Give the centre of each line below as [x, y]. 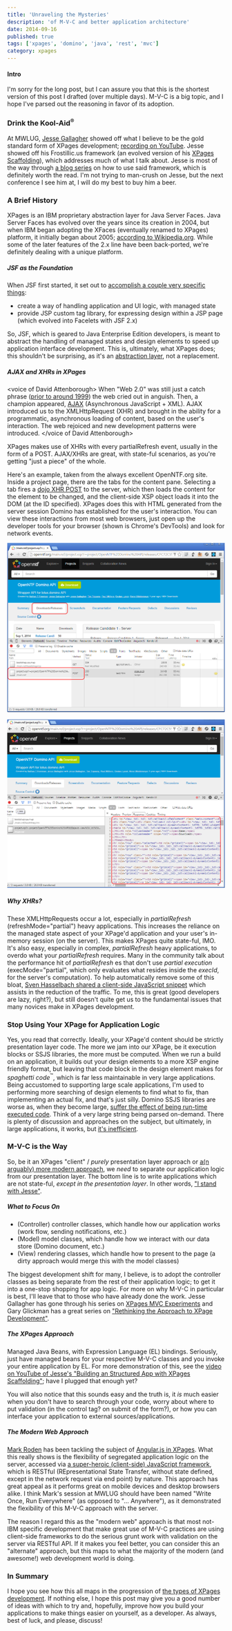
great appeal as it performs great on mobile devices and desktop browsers [113, 1486]
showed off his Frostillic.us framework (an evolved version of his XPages [110, 153]
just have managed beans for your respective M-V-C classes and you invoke [116, 1359]
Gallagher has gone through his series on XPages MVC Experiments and [110, 1303]
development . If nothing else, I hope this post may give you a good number [114, 1599]
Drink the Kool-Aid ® [41, 123]
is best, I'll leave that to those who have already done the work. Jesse [106, 1296]
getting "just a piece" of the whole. [57, 461]
